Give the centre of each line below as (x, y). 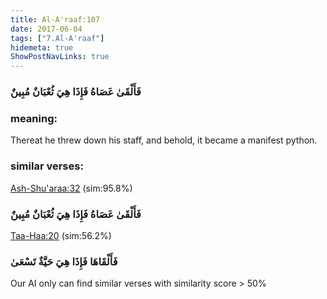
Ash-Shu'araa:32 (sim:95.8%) (71, 188)
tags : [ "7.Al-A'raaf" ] (57, 38)
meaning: (34, 118)
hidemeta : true (42, 47)
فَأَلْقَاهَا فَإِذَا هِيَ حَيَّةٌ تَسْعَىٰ (64, 261)
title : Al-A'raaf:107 (55, 19)
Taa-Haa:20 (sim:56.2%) (61, 235)
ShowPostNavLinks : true (60, 57)
